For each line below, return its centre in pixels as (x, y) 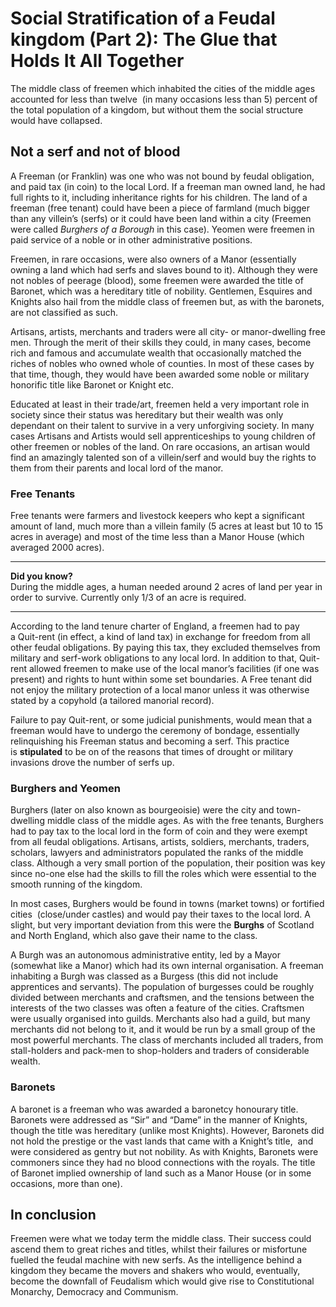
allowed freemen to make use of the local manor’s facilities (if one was (174, 669)
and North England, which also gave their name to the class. (134, 936)
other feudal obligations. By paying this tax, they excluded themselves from (165, 648)
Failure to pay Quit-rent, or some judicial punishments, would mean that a (161, 720)
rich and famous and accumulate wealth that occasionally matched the (156, 353)
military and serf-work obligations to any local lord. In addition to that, (154, 658)
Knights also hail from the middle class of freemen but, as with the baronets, (167, 301)
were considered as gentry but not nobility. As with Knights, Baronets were (164, 1151)
